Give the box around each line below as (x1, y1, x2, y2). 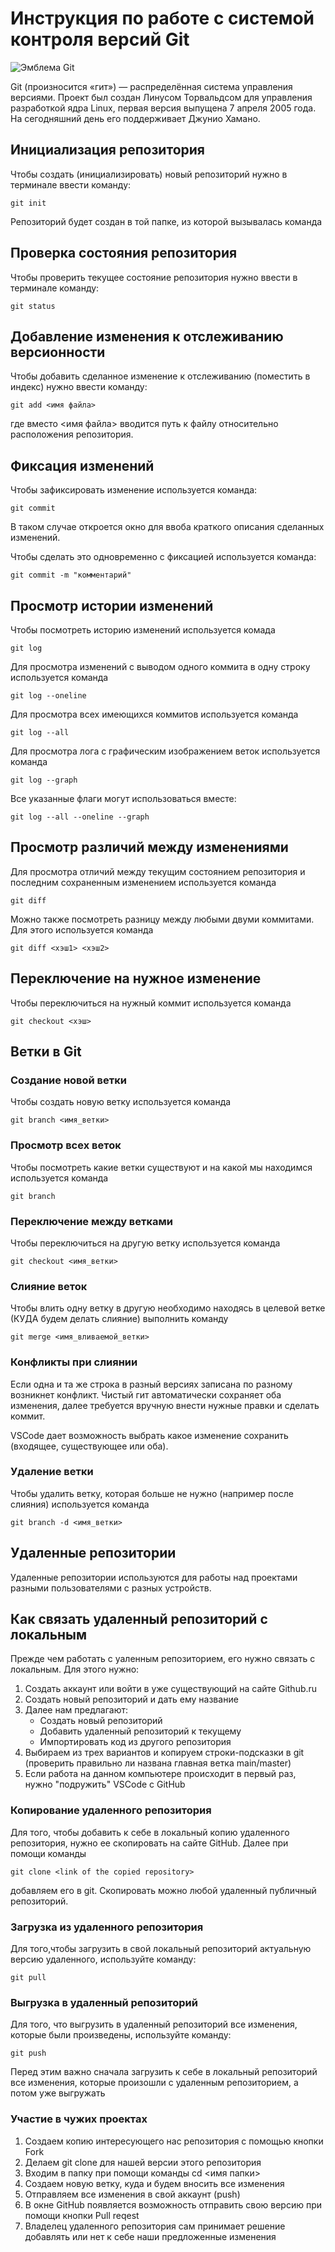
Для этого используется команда (10, 923, 154, 936)
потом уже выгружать (10, 2087, 106, 2099)
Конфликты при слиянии (10, 1355, 138, 1369)
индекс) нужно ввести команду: (10, 381, 148, 393)
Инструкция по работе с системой (10, 7, 315, 30)
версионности (10, 343, 106, 361)
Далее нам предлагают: (24, 1704, 129, 1716)
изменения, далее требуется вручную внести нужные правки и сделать (10, 1399, 320, 1411)
